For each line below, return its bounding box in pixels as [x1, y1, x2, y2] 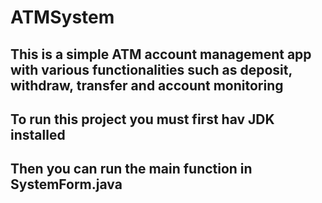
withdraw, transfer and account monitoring [10, 77, 284, 94]
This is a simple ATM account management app [10, 46, 312, 63]
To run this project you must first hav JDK [10, 111, 275, 128]
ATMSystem [10, 6, 115, 29]
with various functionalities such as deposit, [10, 61, 293, 78]
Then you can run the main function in [10, 161, 253, 178]
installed [10, 126, 66, 143]
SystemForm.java [10, 176, 123, 193]
